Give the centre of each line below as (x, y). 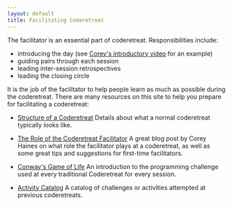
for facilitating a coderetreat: (48, 104)
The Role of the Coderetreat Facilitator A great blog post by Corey (112, 138)
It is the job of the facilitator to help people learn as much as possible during (116, 89)
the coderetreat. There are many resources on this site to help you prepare (114, 96)
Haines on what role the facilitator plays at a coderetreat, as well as (114, 145)
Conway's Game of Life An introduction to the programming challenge (118, 166)
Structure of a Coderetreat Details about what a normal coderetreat (114, 117)
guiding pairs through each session (68, 61)
